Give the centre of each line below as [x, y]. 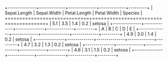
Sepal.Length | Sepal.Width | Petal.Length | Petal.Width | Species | [73, 13]
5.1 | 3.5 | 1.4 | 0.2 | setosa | [80, 23]
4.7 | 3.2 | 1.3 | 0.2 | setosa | [53, 44]
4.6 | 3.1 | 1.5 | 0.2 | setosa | [102, 50]
